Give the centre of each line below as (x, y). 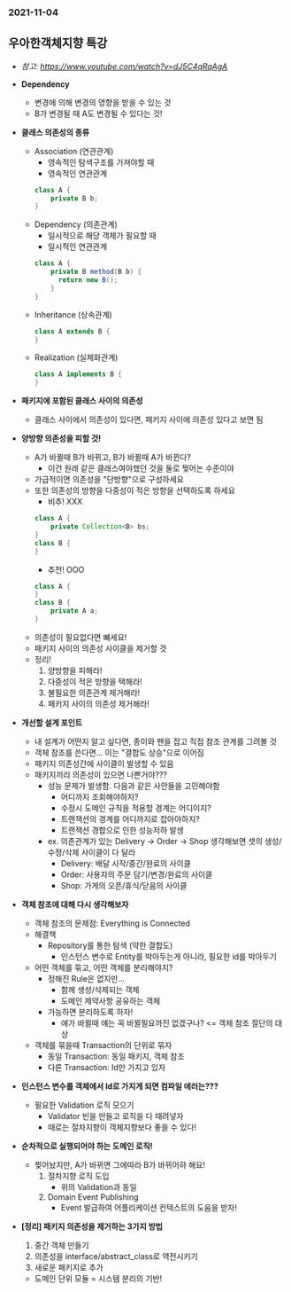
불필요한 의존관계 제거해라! (94, 693)
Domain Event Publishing (93, 1197)
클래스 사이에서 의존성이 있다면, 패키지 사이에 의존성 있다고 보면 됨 (149, 419)
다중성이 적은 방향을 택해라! (95, 681)
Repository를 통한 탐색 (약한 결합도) (110, 945)
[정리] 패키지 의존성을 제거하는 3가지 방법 (92, 1226)
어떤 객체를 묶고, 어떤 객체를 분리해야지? (103, 967)
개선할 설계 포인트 (52, 722)
